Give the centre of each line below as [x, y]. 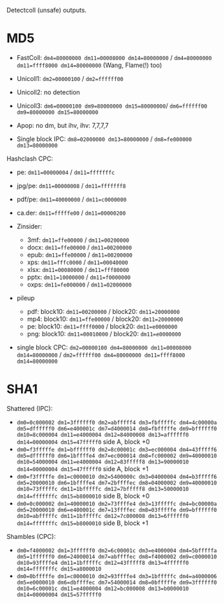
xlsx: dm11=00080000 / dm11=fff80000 [78, 269]
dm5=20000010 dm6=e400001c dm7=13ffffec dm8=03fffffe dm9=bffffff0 [117, 510]
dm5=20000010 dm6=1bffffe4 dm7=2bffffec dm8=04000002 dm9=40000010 [117, 483]
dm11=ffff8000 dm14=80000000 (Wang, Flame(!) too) [89, 65]
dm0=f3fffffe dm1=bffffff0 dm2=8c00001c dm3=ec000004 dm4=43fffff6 [117, 450]
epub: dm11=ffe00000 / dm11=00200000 [80, 254]
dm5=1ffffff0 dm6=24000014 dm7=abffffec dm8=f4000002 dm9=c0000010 [117, 556]
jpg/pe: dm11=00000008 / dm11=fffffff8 [71, 185]
